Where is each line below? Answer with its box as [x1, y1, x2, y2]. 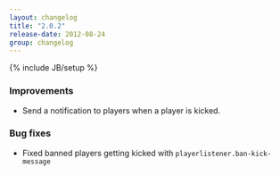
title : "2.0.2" [9, 21, 66, 30]
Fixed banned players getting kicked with [21, 147, 174, 158]
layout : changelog [9, 12, 78, 22]
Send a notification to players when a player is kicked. [21, 104, 221, 116]
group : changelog [9, 37, 74, 47]
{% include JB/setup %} [9, 62, 98, 73]
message [21, 157, 51, 166]
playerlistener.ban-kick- [175, 149, 272, 158]
